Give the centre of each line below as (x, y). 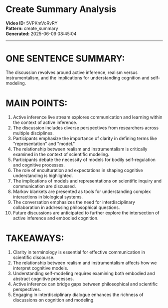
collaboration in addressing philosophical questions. (66, 207)
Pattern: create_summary (32, 28)
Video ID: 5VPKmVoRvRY (32, 23)
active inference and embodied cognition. (56, 218)
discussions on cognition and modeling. (54, 300)
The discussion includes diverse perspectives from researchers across (86, 127)
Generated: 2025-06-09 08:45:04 (41, 33)
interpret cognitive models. (41, 268)
